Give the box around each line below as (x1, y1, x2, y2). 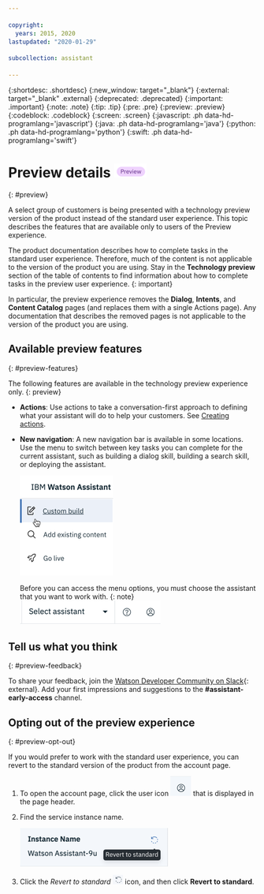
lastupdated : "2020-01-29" (8, 38, 97, 46)
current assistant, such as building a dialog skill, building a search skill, (19, 451, 250, 461)
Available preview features (8, 342, 143, 356)
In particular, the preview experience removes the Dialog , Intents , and (8, 294, 236, 304)
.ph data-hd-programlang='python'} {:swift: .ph (8, 127, 162, 137)
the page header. (19, 797, 76, 806)
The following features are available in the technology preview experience (8, 379, 248, 388)
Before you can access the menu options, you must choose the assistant (19, 583, 256, 593)
